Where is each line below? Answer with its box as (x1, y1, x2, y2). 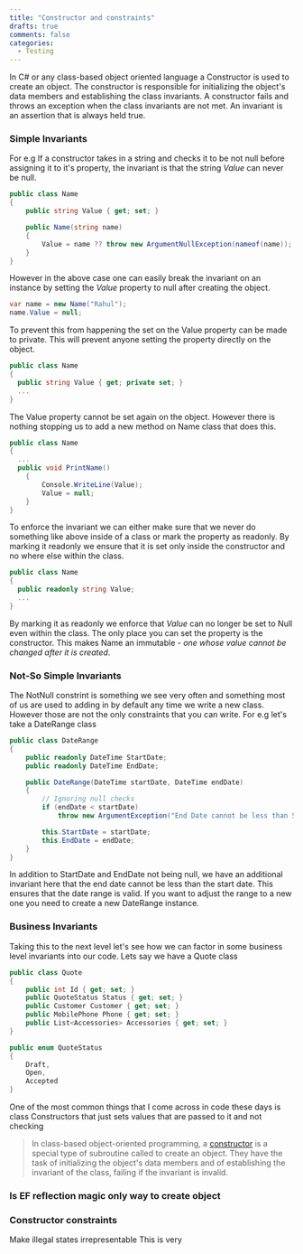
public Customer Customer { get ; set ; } (25, 1002, 179, 1011)
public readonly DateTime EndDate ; (25, 761, 160, 771)
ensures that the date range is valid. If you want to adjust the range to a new (9, 888, 292, 899)
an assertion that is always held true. (9, 110, 146, 121)
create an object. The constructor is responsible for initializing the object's (9, 81, 286, 92)
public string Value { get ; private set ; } (17, 378, 183, 387)
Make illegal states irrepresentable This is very (9, 1234, 183, 1245)
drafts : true (9, 22, 59, 31)
